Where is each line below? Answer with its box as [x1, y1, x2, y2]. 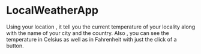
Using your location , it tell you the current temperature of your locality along [6, 23, 196, 30]
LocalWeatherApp [6, 4, 99, 17]
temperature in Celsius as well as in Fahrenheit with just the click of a [6, 36, 177, 43]
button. [6, 42, 24, 49]
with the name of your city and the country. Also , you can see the [6, 29, 169, 36]
